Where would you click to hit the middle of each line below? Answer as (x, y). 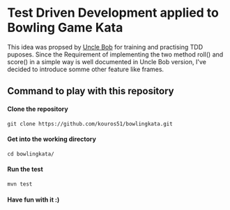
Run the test (25, 170)
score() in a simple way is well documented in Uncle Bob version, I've (107, 61)
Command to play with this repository (91, 91)
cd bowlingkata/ (31, 154)
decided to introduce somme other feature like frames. (86, 69)
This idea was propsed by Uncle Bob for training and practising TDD (105, 47)
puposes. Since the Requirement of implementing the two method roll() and (115, 54)
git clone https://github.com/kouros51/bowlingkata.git (90, 123)
